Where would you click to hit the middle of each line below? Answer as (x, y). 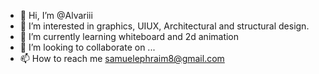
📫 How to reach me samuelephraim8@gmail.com (122, 58)
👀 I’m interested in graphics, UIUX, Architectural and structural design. (164, 26)
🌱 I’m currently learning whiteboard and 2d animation (129, 36)
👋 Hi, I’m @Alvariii (56, 15)
